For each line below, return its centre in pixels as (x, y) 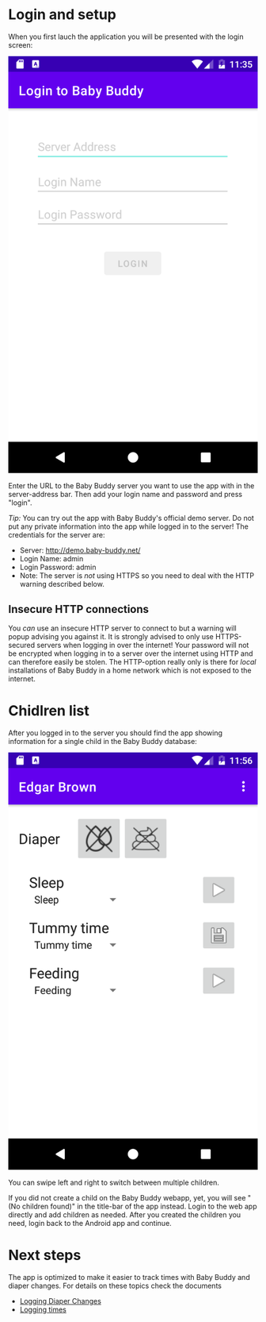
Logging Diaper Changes (60, 1301)
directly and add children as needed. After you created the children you (125, 1214)
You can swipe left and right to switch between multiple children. (114, 1182)
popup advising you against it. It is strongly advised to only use (111, 637)
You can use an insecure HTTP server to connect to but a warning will (122, 628)
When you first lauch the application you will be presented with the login (126, 37)
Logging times (43, 1309)
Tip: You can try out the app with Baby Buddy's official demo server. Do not (131, 518)
